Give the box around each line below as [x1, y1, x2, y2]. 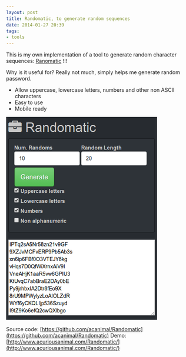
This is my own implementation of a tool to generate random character [6, 51, 177, 58]
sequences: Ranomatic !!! [6, 58, 68, 65]
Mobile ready [14, 105, 47, 112]
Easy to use [14, 99, 43, 106]
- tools [6, 34, 25, 41]
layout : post [6, 9, 38, 15]
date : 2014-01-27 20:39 [6, 22, 65, 28]
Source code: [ [6, 326, 42, 333]
